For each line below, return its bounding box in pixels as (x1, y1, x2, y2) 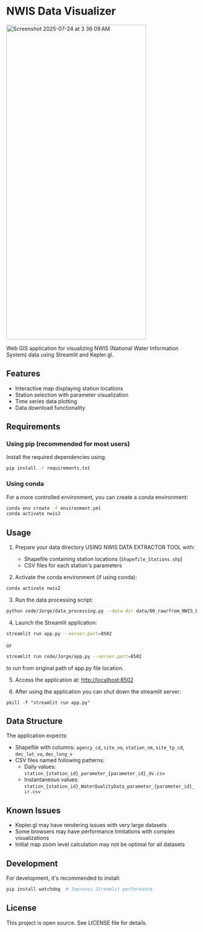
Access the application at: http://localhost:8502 (14, 676, 134, 683)
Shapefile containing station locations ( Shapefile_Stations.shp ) (24, 555, 183, 563)
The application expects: (6, 732, 68, 739)
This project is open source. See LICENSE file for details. (6, 919, 147, 926)
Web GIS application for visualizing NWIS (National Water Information (6, 344, 179, 352)
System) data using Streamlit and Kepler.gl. (6, 350, 114, 358)
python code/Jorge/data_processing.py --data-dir (6, 608, 134, 614)
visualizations (14, 834, 50, 842)
